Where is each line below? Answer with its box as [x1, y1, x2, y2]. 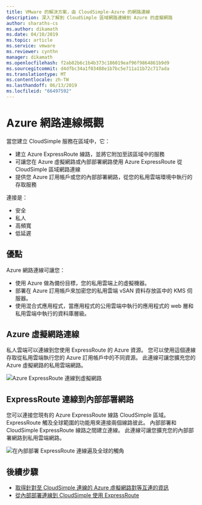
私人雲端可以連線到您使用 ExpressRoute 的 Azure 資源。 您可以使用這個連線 [6, 346, 196, 353]
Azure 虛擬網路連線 [6, 329, 80, 340]
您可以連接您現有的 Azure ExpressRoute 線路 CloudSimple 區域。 [6, 411, 169, 419]
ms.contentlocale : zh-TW [6, 77, 69, 83]
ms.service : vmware [6, 43, 56, 49]
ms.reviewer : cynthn [6, 49, 59, 55]
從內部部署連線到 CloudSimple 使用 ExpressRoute [15, 492, 140, 499]
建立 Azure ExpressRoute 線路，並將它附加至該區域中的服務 [15, 150, 165, 158]
